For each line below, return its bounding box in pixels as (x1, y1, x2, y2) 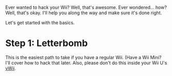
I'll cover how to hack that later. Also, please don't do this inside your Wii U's (5, 60, 167, 66)
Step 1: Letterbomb (5, 38, 88, 49)
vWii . (5, 65, 16, 71)
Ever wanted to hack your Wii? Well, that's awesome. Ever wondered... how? (5, 5, 167, 10)
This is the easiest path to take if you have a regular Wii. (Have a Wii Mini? (5, 54, 162, 60)
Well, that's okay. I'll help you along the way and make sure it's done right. (5, 10, 162, 16)
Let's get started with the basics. (5, 20, 75, 26)
